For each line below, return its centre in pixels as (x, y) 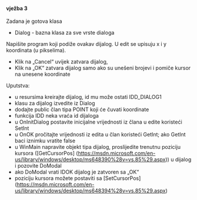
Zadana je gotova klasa (34, 21)
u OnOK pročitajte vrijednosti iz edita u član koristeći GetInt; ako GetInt (100, 135)
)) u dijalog (178, 159)
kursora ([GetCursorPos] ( (46, 154)
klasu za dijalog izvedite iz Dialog (55, 104)
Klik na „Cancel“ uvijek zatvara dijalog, (61, 62)
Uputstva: (18, 86)
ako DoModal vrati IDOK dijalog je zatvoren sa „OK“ (77, 172)
